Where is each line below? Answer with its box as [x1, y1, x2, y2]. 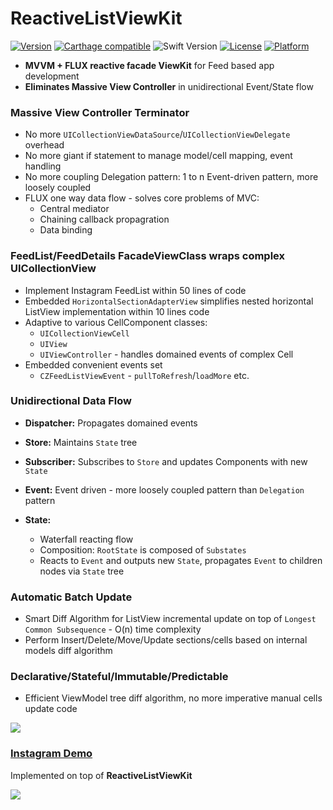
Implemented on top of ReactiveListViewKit [10, 769, 193, 781]
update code [24, 703, 78, 715]
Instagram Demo [10, 747, 93, 761]
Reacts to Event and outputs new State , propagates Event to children [39, 554, 323, 566]
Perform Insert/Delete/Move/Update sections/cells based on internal [24, 634, 308, 646]
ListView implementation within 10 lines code [24, 305, 210, 317]
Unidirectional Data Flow [10, 394, 132, 408]
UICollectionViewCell [39, 328, 130, 339]
